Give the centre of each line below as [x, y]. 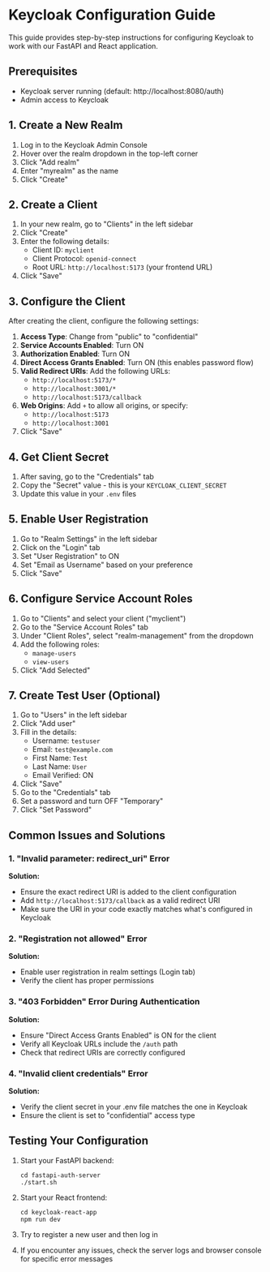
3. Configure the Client [67, 301]
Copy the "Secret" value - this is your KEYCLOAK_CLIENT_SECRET [123, 485]
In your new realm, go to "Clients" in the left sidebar [107, 224]
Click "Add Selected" [55, 670]
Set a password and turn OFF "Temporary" [92, 801]
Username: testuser [66, 741]
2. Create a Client [53, 204]
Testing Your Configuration [78, 1141]
